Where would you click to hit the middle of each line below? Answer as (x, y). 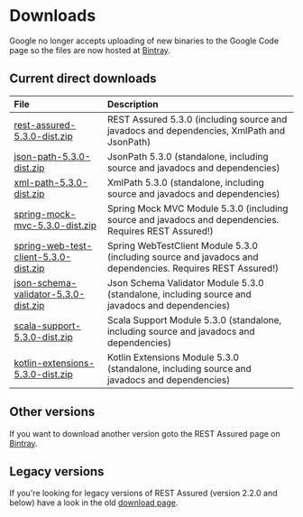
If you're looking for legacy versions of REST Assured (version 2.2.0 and (143, 494)
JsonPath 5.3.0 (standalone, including (188, 156)
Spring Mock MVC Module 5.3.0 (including (197, 208)
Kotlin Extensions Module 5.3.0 (173, 357)
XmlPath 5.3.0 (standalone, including (185, 182)
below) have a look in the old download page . (94, 503)
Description (133, 104)
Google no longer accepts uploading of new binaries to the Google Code (144, 41)
